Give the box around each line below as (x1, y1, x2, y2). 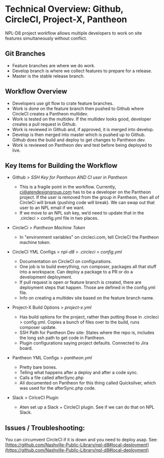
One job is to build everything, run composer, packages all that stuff (19, 264, 157, 269)
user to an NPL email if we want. (19, 205, 85, 211)
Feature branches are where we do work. (12, 62, 95, 68)
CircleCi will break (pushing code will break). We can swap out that (19, 200, 155, 206)
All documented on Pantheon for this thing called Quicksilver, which (19, 380, 156, 386)
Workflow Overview (5, 87, 68, 96)
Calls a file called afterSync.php (19, 375, 84, 381)
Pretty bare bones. (19, 364, 57, 370)
